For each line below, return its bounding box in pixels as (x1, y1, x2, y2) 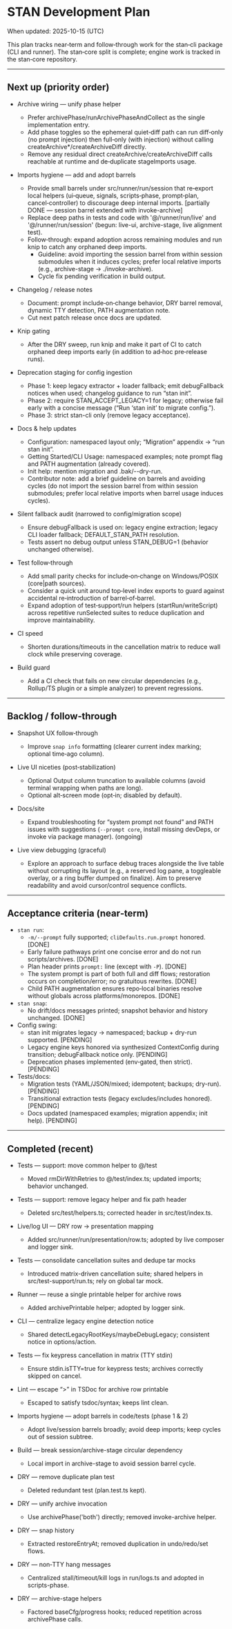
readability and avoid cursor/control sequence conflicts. (27, 881, 187, 889)
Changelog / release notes (17, 285, 93, 293)
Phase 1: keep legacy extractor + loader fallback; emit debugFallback (27, 381, 224, 390)
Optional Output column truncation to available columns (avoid (27, 776, 206, 784)
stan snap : (17, 999, 48, 1008)
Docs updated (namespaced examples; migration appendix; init (27, 1109, 209, 1118)
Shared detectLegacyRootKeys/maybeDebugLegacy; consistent (27, 1330, 210, 1339)
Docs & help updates (17, 424, 77, 432)
